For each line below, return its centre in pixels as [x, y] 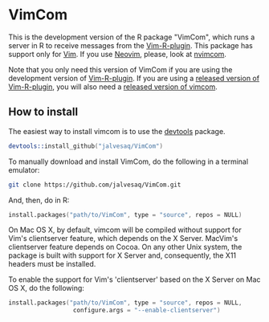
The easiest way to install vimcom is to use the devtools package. [117, 131]
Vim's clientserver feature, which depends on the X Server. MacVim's [123, 238]
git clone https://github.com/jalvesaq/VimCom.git [95, 185]
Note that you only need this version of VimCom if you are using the [120, 69]
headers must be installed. [52, 264]
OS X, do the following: [46, 288]
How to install [43, 112]
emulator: [24, 169]
